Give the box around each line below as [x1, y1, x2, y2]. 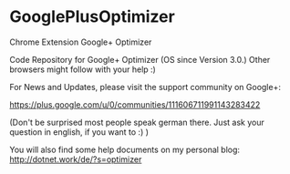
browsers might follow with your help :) [9, 64, 157, 75]
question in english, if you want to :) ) [9, 126, 149, 138]
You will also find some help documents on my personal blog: [9, 144, 240, 155]
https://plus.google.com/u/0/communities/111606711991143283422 [9, 98, 261, 110]
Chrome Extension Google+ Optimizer [9, 36, 152, 47]
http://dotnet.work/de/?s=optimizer [9, 153, 142, 165]
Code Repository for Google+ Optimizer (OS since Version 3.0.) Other [9, 54, 271, 65]
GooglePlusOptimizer [9, 6, 175, 27]
